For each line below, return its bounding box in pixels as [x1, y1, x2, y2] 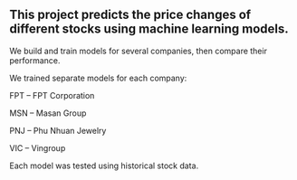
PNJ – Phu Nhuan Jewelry [9, 125, 107, 136]
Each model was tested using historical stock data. [9, 160, 199, 171]
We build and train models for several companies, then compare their [9, 45, 267, 56]
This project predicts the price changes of [9, 7, 252, 23]
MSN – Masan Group [9, 108, 87, 118]
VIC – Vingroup [9, 142, 66, 153]
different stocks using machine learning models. [9, 22, 290, 37]
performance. [9, 54, 61, 66]
